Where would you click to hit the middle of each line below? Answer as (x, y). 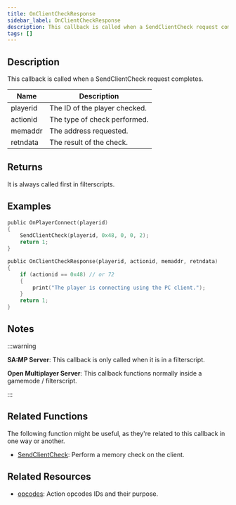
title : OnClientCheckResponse (52, 14)
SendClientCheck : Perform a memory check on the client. (101, 454)
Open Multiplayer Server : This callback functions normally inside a (105, 373)
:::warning (22, 346)
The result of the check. (88, 143)
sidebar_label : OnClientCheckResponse (64, 20)
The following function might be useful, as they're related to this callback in (116, 433)
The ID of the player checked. (98, 108)
